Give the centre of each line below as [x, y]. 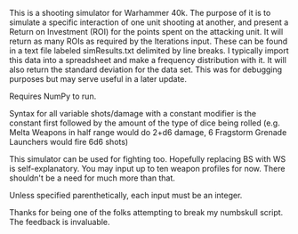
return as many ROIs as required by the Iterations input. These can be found [149, 41]
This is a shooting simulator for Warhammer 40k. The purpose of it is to [140, 13]
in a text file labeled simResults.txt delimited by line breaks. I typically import [149, 51]
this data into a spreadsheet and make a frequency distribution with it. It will [148, 60]
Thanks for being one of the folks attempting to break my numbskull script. [146, 212]
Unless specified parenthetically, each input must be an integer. [126, 195]
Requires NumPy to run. [53, 96]
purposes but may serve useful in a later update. [98, 79]
